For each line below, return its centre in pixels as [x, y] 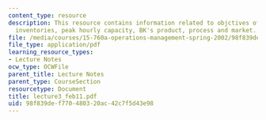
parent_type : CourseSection [55, 81]
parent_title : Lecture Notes [56, 74]
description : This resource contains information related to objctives [129, 23]
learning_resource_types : [51, 52]
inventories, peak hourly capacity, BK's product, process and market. [136, 30]
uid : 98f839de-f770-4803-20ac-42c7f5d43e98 [81, 103]
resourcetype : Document [47, 89]
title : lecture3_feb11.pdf [53, 96]
